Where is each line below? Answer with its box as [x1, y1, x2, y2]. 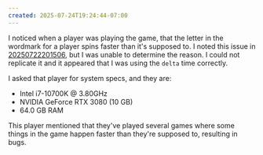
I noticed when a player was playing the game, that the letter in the [8, 33, 224, 42]
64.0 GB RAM [19, 105, 64, 115]
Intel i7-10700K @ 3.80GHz [19, 88, 108, 98]
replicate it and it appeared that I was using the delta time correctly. [8, 58, 228, 68]
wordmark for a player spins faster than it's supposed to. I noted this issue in [8, 41, 256, 51]
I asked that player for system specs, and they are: [8, 73, 172, 83]
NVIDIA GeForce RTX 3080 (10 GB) [19, 97, 133, 106]
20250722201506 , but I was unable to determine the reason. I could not [8, 50, 240, 59]
